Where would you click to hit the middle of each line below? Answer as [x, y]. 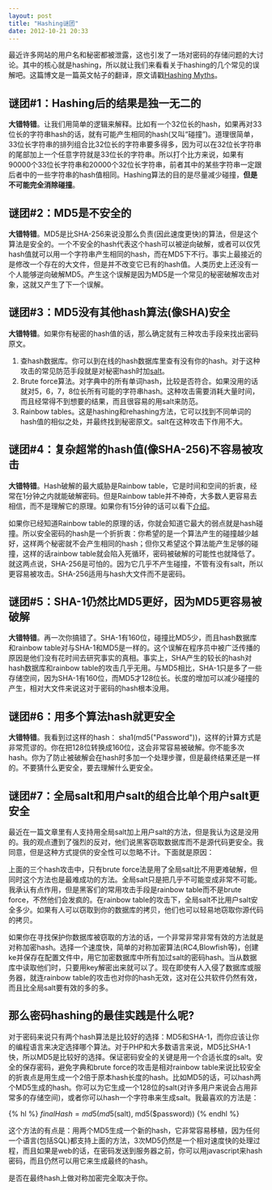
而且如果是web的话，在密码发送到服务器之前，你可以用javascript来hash [142, 1150]
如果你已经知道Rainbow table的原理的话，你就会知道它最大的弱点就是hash [132, 523]
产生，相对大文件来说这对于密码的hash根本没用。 [91, 688]
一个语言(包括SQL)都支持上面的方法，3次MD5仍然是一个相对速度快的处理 [131, 1140]
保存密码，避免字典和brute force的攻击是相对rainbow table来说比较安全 [142, 1067]
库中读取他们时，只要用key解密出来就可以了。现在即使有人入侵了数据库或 [132, 967]
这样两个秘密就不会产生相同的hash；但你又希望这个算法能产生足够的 [137, 543]
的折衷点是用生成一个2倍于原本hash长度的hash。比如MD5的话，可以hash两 [135, 1077]
